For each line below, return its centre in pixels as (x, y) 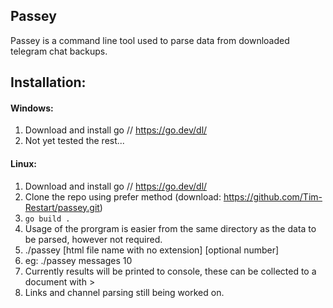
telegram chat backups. (59, 51)
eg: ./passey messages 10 (78, 260)
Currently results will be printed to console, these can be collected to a (170, 271)
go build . (47, 219)
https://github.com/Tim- (273, 196)
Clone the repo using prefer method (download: (123, 196)
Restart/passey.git (62, 207)
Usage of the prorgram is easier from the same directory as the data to (170, 228)
